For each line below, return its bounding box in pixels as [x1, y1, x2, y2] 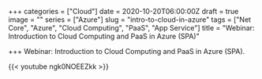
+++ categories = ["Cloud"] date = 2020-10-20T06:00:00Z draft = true [8, 7, 239, 16]
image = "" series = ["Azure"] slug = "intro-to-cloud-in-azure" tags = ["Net [8, 15, 251, 24]
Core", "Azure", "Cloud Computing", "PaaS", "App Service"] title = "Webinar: [8, 23, 255, 32]
